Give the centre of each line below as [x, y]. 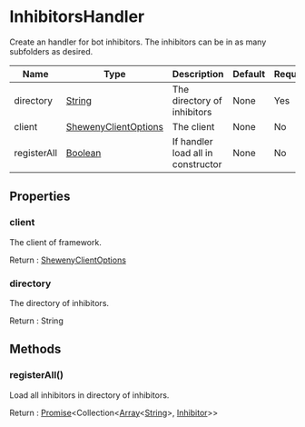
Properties [40, 197]
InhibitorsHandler [77, 17]
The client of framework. [55, 242]
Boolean [84, 153]
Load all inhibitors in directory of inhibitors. [89, 395]
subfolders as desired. [51, 51]
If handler [192, 141]
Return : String [36, 321]
